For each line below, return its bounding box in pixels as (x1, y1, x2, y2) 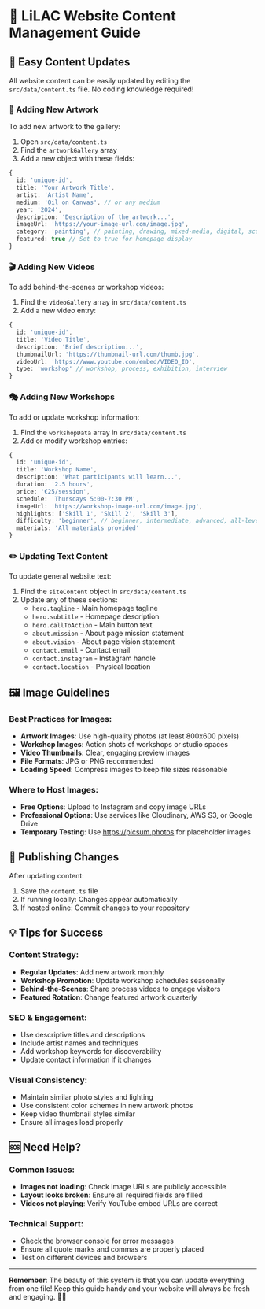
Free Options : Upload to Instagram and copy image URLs (20, 802, 207, 812)
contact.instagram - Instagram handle (31, 653, 156, 664)
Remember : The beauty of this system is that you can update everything (9, 1275, 245, 1285)
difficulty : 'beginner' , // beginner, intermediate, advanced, (16, 517, 227, 525)
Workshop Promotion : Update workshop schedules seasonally (20, 975, 226, 985)
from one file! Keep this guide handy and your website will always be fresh (9, 1284, 250, 1293)
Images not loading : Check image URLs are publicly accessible (20, 1182, 226, 1192)
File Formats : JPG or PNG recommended (20, 756, 154, 766)
